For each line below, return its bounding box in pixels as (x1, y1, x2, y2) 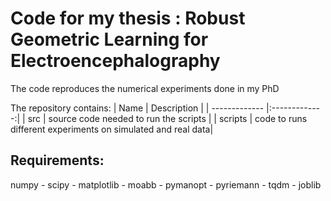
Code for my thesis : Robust (10, 7, 246, 30)
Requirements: (10, 152, 105, 169)
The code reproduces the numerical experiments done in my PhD (10, 82, 280, 94)
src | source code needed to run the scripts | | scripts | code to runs (27, 112, 308, 124)
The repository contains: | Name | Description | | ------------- (10, 102, 265, 114)
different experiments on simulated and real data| (10, 123, 214, 135)
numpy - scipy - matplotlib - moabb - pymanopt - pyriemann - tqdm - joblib (10, 178, 322, 191)
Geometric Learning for (10, 28, 209, 51)
